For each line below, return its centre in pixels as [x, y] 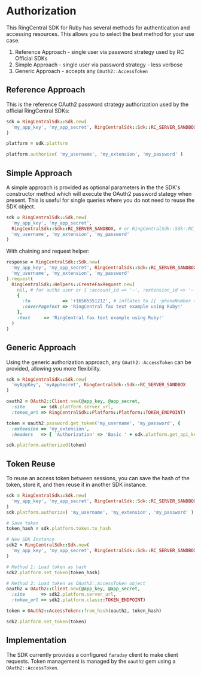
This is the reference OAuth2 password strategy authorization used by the [98, 104]
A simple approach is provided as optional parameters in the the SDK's [93, 187]
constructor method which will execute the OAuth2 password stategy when [99, 193]
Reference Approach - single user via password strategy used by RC [99, 51]
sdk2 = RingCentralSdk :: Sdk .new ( [48, 545]
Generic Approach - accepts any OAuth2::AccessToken [81, 71]
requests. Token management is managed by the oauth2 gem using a [91, 661]
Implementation [36, 640]
